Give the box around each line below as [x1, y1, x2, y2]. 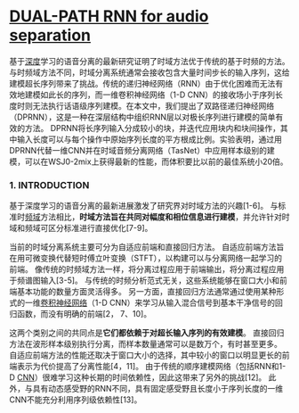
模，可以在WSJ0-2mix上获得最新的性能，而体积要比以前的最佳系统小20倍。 [9, 156, 288, 167]
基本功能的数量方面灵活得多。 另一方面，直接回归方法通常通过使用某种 [16, 286, 277, 297]
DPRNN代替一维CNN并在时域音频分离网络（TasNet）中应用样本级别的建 [9, 145, 276, 155]
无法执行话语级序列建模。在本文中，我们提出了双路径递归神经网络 [32, 100, 274, 111]
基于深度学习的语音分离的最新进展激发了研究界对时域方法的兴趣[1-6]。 [9, 201, 269, 211]
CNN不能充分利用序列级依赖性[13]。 [9, 394, 142, 405]
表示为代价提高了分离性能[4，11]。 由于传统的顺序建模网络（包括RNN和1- [16, 361, 287, 372]
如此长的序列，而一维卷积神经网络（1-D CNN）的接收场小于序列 [39, 89, 276, 100]
